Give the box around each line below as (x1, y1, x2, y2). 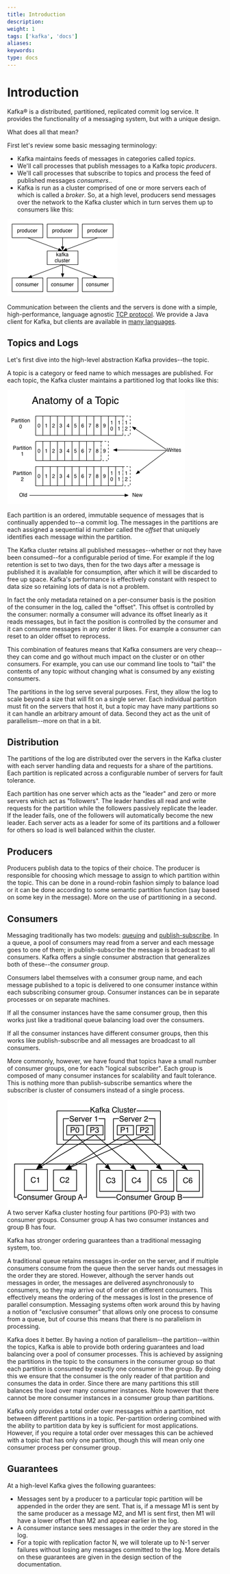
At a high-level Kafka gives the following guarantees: (7, 1481, 156, 1489)
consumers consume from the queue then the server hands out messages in (7, 1264, 223, 1273)
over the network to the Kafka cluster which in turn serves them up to (16, 198, 214, 206)
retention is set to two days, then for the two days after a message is (7, 560, 201, 568)
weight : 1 (7, 25, 36, 32)
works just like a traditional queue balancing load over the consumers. (7, 1016, 205, 1024)
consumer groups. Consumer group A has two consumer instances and (7, 1216, 209, 1224)
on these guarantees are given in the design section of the (16, 1553, 182, 1561)
